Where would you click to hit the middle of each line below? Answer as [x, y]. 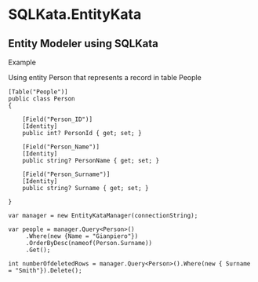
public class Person [42, 99]
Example [22, 62]
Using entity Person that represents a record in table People [105, 77]
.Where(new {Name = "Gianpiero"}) [82, 236]
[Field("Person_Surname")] [66, 174]
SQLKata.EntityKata [75, 15]
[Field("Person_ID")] [57, 119]
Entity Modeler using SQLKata [83, 44]
